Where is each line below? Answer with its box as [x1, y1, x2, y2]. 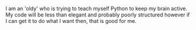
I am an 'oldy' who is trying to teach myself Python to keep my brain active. [5, 5, 187, 12]
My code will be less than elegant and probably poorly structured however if [5, 11, 190, 18]
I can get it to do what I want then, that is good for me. [5, 18, 137, 24]
